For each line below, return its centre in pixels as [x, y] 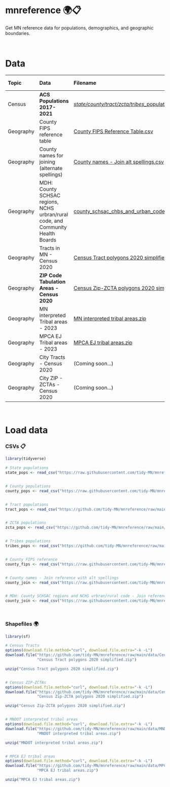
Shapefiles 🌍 [22, 624]
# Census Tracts [22, 645]
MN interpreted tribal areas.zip [110, 318]
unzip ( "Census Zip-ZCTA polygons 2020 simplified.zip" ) [65, 706]
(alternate [51, 168]
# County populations [28, 486]
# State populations [27, 468]
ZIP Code [51, 275]
